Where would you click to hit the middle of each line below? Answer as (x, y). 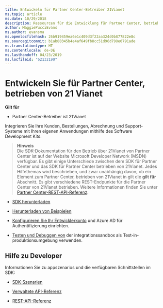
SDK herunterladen (31, 202)
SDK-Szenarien (27, 282)
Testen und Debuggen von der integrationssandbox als (67, 235)
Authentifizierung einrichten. (41, 226)
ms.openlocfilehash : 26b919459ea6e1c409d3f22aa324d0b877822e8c (70, 37)
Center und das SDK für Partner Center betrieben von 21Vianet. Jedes (87, 166)
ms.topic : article (24, 14)
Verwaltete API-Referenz (37, 291)
